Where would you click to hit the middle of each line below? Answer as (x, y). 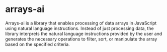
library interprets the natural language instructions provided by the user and (84, 33)
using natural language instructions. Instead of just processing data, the (80, 28)
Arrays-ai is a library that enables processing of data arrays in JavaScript (81, 23)
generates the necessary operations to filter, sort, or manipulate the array (81, 39)
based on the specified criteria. (38, 44)
